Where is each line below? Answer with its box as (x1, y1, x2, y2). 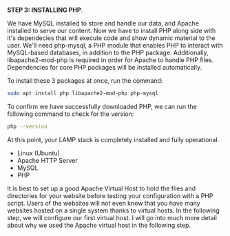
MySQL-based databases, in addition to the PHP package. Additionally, (7, 48, 209, 57)
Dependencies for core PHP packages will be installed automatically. (7, 63, 202, 71)
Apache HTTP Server (17, 156, 78, 164)
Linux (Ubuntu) (17, 148, 60, 157)
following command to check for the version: (7, 110, 134, 118)
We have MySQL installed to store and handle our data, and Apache (7, 19, 200, 27)
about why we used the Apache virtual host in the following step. (7, 221, 191, 229)
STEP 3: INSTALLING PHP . (7, 6, 83, 14)
